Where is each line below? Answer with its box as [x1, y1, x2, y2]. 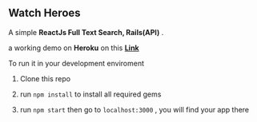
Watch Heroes [8, 6, 82, 20]
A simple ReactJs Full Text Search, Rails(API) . [8, 27, 164, 37]
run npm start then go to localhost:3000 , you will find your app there [19, 104, 250, 114]
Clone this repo [19, 73, 70, 83]
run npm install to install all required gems [19, 89, 162, 99]
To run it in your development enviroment [8, 58, 145, 68]
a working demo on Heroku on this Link [8, 43, 139, 53]
